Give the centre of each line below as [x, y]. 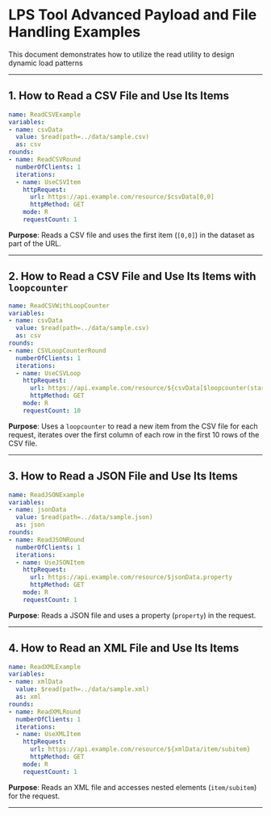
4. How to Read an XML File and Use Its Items [124, 649]
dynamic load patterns [46, 63]
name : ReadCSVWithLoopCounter [59, 305]
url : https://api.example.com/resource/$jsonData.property [131, 577]
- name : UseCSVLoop [48, 373]
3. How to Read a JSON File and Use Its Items [123, 477]
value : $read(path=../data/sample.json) [84, 517]
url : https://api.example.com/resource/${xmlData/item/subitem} [140, 749]
